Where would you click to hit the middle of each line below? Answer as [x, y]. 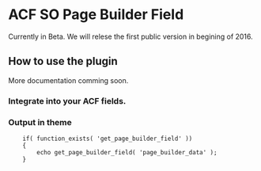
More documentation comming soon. [68, 80]
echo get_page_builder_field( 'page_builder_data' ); [127, 152]
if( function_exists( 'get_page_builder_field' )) [108, 139]
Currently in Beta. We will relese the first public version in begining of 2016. [130, 36]
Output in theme [40, 122]
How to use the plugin [63, 61]
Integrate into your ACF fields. [67, 101]
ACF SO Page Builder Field [96, 15]
